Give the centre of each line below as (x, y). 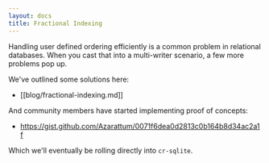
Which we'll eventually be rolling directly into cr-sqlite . (101, 150)
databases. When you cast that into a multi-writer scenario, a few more (126, 55)
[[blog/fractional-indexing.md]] (71, 94)
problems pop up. (38, 63)
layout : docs (30, 16)
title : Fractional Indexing (56, 23)
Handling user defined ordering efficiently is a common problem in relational (135, 46)
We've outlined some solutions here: (69, 79)
